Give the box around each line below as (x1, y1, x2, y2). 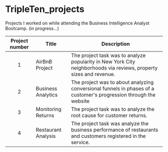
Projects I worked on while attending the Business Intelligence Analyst (5, 20, 150, 26)
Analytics (35, 91, 58, 98)
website (70, 97, 90, 104)
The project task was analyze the (70, 120, 149, 127)
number (9, 43, 29, 50)
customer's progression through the (70, 91, 156, 98)
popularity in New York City (70, 58, 135, 65)
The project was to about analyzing (70, 78, 154, 85)
